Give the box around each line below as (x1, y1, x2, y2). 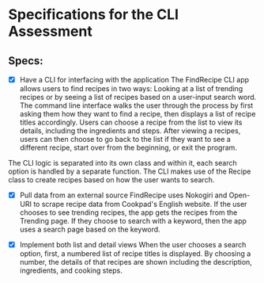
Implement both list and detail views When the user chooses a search (19, 240, 247, 250)
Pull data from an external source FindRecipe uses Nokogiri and (19, 190, 228, 200)
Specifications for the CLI (8, 6, 179, 24)
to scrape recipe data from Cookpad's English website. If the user (32, 200, 247, 209)
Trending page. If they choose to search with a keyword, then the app (19, 216, 247, 226)
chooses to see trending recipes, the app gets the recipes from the (19, 208, 238, 217)
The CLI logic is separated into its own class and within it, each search (8, 159, 237, 168)
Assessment (8, 22, 92, 40)
